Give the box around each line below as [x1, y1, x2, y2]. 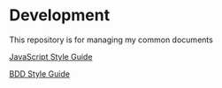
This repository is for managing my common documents [9, 34, 214, 45]
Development [9, 5, 111, 26]
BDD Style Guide [9, 68, 71, 79]
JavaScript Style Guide [9, 51, 93, 62]
